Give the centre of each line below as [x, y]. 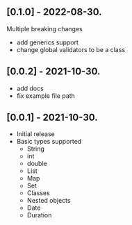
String [35, 149]
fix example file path [46, 95]
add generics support [48, 42]
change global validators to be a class [71, 49]
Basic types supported [49, 142]
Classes [38, 193]
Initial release [35, 134]
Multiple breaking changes [44, 28]
